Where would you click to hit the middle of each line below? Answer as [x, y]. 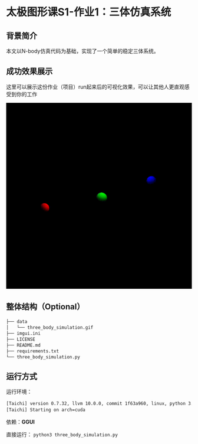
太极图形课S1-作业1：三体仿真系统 [89, 12]
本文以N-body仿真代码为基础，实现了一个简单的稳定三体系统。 [82, 51]
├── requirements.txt [33, 351]
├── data [17, 321]
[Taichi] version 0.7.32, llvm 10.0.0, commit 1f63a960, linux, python [96, 404]
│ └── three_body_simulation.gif [50, 327]
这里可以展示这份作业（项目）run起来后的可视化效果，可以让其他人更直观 [95, 87]
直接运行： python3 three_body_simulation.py [62, 435]
